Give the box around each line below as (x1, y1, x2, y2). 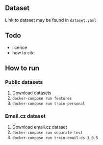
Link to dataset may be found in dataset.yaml (5, 17, 97, 23)
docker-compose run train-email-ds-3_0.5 (12, 135, 98, 140)
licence (12, 44, 27, 50)
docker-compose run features (12, 96, 72, 101)
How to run (5, 64, 40, 72)
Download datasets (12, 90, 51, 96)
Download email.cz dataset (12, 124, 67, 130)
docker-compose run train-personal (12, 101, 85, 107)
